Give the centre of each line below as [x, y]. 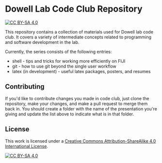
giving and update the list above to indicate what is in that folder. [70, 114]
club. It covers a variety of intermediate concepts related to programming [78, 37]
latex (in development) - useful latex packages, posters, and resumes [81, 71]
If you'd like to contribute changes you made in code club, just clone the [77, 98]
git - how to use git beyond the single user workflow [64, 66]
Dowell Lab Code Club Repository [74, 9]
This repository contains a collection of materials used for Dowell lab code [79, 32]
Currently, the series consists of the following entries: [58, 52]
